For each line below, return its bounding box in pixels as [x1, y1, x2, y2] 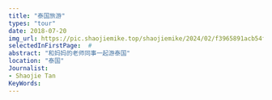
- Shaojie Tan [8, 72, 57, 80]
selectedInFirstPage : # [8, 42, 92, 50]
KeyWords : [8, 79, 42, 87]
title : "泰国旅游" [8, 11, 66, 20]
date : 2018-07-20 [8, 27, 67, 35]
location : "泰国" [8, 57, 65, 65]
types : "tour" [8, 19, 57, 27]
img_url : [8, 34, 38, 43]
